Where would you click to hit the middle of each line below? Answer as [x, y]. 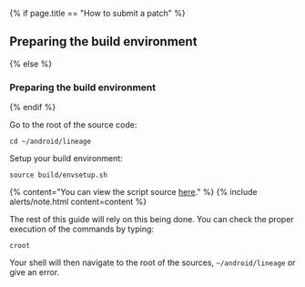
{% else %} [31, 64]
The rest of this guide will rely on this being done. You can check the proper [152, 220]
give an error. [35, 272]
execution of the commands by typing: [82, 229]
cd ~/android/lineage [51, 142]
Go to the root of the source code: [73, 125]
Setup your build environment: [66, 159]
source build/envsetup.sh [58, 175]
